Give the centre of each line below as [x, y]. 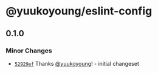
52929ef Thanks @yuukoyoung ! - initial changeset [77, 63]
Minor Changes [29, 51]
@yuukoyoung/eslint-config [79, 11]
